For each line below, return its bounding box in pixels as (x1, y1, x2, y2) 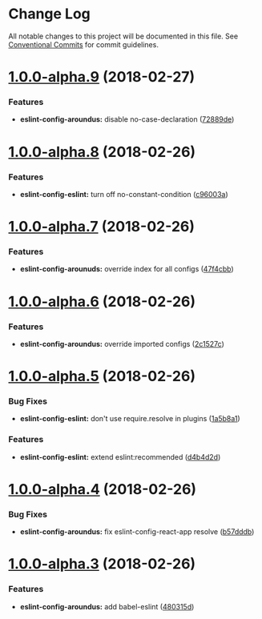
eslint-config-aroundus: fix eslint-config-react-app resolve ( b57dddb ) (19, 527, 255, 537)
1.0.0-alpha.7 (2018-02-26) (8, 218, 195, 236)
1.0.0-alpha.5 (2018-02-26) (8, 368, 196, 385)
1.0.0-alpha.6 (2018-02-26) (8, 292, 196, 311)
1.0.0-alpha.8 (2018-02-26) (8, 143, 196, 161)
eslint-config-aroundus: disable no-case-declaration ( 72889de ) (19, 115, 235, 124)
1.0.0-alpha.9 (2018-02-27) (8, 68, 195, 86)
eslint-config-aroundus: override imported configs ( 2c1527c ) (19, 339, 224, 348)
